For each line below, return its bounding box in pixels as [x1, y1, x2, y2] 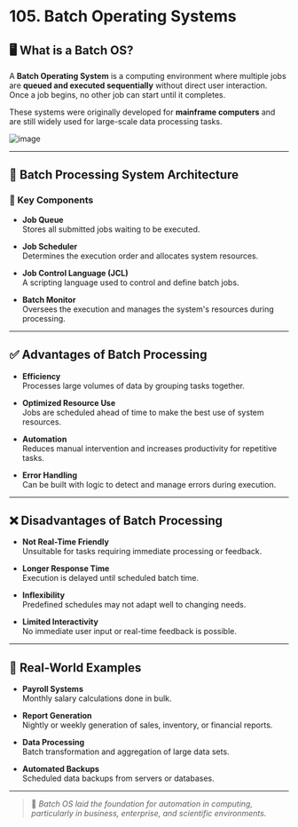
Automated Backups [21, 764, 100, 775]
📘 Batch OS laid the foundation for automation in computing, [30, 799, 253, 809]
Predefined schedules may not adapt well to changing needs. [21, 600, 247, 610]
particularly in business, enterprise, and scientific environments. [30, 808, 267, 819]
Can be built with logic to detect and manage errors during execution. [21, 479, 277, 489]
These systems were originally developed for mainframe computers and [9, 107, 276, 117]
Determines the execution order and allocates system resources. [21, 250, 259, 261]
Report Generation [21, 711, 92, 721]
